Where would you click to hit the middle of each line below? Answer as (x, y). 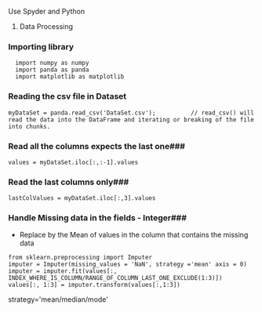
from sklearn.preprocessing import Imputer (80, 258)
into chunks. (29, 126)
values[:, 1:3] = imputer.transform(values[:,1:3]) (94, 285)
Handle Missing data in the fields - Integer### (97, 218)
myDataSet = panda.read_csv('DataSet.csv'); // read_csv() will (131, 113)
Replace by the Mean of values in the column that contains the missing (134, 235)
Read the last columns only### (69, 182)
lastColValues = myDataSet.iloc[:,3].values (82, 198)
